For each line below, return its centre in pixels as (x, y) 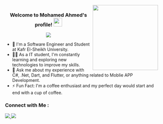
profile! (43, 25)
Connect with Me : (27, 105)
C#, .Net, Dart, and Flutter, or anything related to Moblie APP (73, 75)
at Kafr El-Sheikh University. (40, 49)
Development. (26, 80)
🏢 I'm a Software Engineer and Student (51, 44)
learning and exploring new (39, 60)
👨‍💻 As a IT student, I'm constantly (46, 55)
